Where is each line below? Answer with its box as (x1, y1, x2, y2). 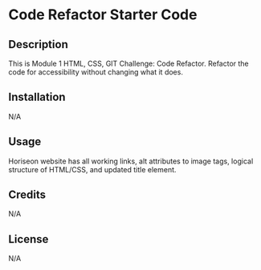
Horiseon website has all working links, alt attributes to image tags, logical (8, 156, 254, 166)
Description (8, 38, 68, 51)
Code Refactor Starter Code (8, 6, 198, 24)
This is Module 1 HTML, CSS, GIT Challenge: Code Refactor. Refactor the (8, 58, 249, 68)
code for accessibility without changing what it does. (8, 67, 183, 77)
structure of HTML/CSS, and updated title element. (8, 164, 177, 174)
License (8, 232, 49, 246)
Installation (8, 91, 66, 104)
